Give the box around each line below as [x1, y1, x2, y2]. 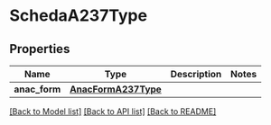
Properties [9, 41, 70, 57]
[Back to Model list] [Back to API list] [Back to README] [9, 106, 217, 117]
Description [170, 68, 222, 80]
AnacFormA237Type [69, 83, 163, 95]
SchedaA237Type [9, 5, 147, 26]
